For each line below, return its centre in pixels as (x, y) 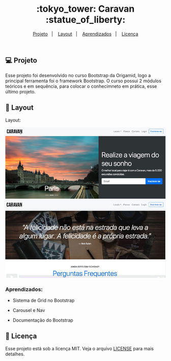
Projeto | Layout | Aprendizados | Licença (85, 34)
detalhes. (15, 354)
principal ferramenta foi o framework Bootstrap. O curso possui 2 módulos (83, 81)
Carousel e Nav (29, 310)
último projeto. (20, 91)
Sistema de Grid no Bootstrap (44, 300)
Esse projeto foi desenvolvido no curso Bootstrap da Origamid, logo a (78, 75)
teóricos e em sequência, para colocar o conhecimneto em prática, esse (81, 86)
